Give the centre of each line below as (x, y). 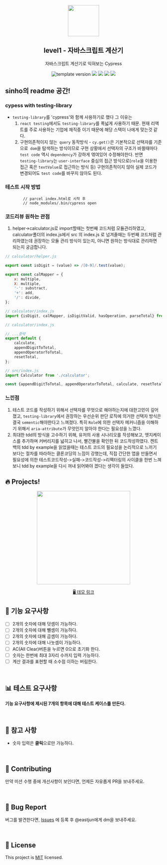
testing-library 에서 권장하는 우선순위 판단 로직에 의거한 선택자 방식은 (92, 416)
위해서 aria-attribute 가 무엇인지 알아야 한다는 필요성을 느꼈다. (80, 429)
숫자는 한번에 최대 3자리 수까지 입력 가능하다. (56, 655)
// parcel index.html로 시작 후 (54, 199)
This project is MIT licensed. (34, 857)
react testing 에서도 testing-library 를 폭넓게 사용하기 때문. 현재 (85, 123)
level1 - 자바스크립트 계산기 (83, 51)
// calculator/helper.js (31, 257)
